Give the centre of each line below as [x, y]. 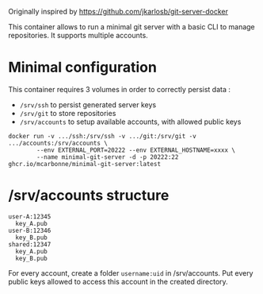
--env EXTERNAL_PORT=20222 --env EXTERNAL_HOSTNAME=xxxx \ [136, 150]
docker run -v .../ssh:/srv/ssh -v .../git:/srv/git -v [102, 136]
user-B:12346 [30, 230]
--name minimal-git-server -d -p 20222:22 [108, 157]
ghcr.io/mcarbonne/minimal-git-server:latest [84, 164]
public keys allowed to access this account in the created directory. [118, 281]
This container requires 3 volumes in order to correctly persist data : [120, 89]
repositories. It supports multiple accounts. [78, 35]
